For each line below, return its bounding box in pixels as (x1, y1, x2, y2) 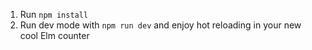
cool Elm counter (19, 30, 90, 41)
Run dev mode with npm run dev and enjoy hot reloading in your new (19, 19, 302, 31)
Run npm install (19, 9, 89, 20)
